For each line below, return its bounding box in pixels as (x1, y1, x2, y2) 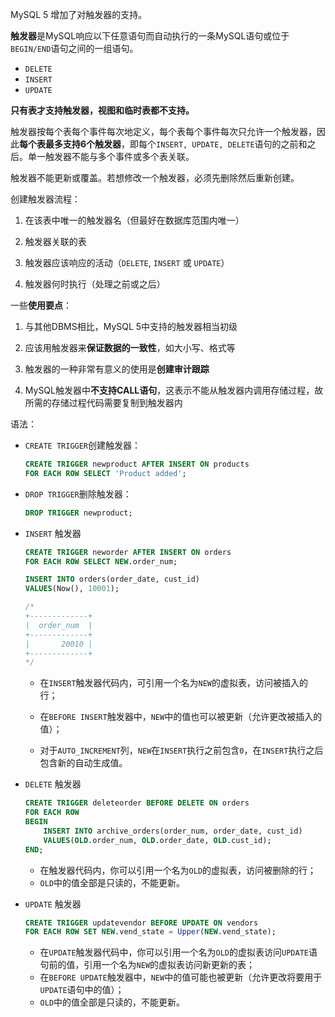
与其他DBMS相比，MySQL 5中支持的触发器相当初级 (24, 321, 238, 332)
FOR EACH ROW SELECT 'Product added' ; (24, 468, 187, 478)
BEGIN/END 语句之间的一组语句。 (10, 43, 139, 54)
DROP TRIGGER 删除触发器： (24, 488, 132, 500)
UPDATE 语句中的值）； (39, 984, 125, 996)
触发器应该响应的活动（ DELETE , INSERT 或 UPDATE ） (24, 257, 230, 268)
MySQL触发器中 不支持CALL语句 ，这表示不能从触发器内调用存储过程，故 (24, 384, 324, 396)
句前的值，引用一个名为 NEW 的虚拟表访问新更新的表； (39, 959, 256, 971)
